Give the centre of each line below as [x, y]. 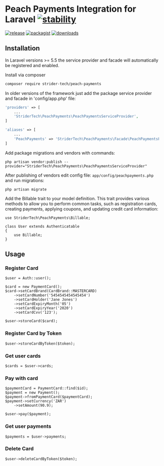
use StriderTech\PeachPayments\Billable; [48, 218]
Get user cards [23, 356]
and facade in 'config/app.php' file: [41, 98]
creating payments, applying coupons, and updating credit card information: [82, 209]
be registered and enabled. [32, 65]
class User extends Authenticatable [42, 226]
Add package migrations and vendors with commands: [60, 153]
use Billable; [28, 235]
